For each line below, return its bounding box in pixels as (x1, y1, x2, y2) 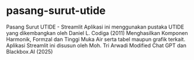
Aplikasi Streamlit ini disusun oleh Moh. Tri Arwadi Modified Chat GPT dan (6, 42, 186, 49)
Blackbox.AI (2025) (6, 48, 53, 55)
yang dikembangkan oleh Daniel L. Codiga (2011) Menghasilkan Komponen (6, 29, 188, 36)
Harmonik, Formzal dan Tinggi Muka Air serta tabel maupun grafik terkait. (6, 36, 186, 43)
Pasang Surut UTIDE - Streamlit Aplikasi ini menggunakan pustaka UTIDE (6, 23, 185, 30)
